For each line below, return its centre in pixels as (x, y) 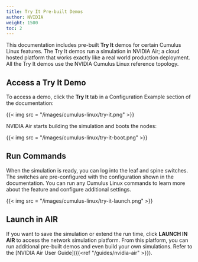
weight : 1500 (22, 23)
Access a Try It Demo (46, 83)
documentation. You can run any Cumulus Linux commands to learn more (96, 183)
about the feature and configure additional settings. (69, 189)
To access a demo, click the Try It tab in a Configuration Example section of (98, 97)
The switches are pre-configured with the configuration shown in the (90, 177)
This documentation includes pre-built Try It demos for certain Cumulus (94, 45)
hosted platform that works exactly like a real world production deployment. (98, 57)
